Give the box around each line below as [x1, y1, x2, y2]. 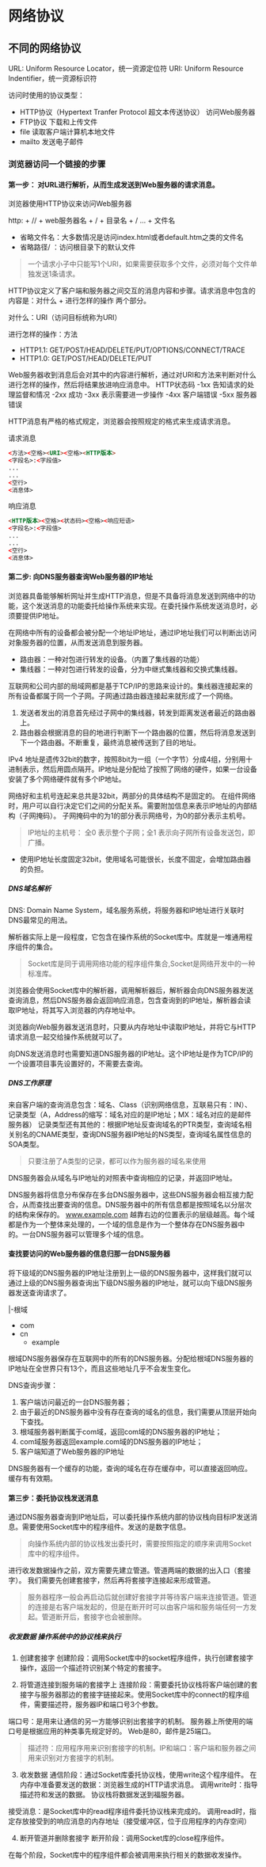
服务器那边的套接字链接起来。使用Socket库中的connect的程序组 [40, 1690, 249, 1699]
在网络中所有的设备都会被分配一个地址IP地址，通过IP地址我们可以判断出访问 [8, 627, 257, 637]
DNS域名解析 [8, 884, 51, 893]
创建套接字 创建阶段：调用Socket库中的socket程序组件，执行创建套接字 [19, 1653, 254, 1663]
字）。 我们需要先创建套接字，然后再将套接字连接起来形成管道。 [8, 1576, 215, 1585]
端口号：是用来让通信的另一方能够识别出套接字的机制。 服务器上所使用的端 [8, 1717, 253, 1726]
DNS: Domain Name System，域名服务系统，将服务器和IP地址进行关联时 [8, 905, 245, 914]
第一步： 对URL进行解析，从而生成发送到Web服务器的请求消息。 [8, 180, 219, 189]
